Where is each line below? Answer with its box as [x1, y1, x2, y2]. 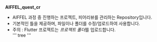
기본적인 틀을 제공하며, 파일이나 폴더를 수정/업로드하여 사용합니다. [12, 21, 141, 26]
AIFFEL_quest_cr [5, 4, 41, 10]
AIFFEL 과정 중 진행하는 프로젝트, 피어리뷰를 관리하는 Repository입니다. [12, 14, 153, 20]
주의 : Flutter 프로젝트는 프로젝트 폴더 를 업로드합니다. [12, 27, 116, 33]
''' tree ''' [12, 32, 31, 38]
